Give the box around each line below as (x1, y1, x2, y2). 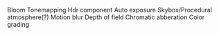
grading (7, 21, 30, 28)
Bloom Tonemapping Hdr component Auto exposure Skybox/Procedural (7, 6, 213, 14)
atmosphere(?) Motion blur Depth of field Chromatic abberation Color (7, 13, 205, 21)
